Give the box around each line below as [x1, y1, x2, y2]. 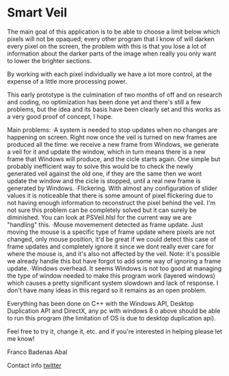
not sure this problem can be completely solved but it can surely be [7, 206, 197, 214]
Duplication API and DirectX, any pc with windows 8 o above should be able [7, 307, 221, 315]
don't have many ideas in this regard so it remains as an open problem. [7, 286, 207, 294]
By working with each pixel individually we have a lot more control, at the [7, 70, 213, 78]
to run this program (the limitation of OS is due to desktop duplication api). [7, 314, 217, 322]
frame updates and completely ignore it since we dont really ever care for [7, 242, 214, 250]
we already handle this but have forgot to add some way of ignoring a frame [7, 257, 221, 265]
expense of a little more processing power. [7, 77, 128, 85]
